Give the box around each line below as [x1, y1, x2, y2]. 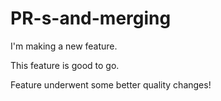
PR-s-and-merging [10, 7, 172, 30]
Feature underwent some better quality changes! [10, 78, 212, 91]
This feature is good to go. [10, 59, 120, 71]
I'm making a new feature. [10, 40, 118, 52]
